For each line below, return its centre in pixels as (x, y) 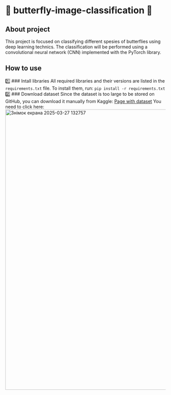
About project (27, 29)
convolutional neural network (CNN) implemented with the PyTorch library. (83, 52)
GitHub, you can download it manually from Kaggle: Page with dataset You (83, 101)
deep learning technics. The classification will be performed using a (76, 47)
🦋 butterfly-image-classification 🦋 (79, 10)
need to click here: (25, 107)
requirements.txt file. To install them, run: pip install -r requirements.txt (85, 88)
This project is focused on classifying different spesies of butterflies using (83, 41)
